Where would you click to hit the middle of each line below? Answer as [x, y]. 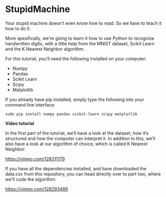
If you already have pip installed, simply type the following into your [75, 100]
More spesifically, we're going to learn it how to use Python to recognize [80, 38]
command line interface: [30, 105]
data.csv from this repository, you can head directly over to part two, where [83, 174]
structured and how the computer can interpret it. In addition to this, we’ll [80, 138]
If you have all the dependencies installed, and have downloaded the [76, 168]
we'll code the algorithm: [31, 179]
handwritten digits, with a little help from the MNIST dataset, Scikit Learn [80, 43]
